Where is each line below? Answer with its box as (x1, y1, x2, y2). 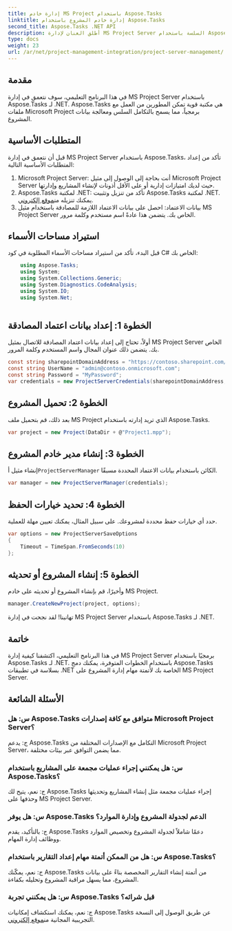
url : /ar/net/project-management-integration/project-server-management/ (8, 49, 224, 56)
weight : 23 (8, 42, 39, 49)
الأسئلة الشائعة (8, 693, 64, 705)
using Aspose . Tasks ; (20, 262, 79, 269)
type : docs (8, 36, 39, 43)
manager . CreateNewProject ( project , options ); (8, 600, 140, 608)
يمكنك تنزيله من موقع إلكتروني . (17, 195, 94, 204)
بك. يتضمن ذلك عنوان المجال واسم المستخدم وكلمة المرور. (8, 345, 160, 354)
